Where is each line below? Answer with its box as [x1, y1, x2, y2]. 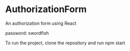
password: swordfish [5, 30, 49, 36]
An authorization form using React [5, 20, 77, 26]
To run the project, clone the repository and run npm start [5, 39, 125, 46]
